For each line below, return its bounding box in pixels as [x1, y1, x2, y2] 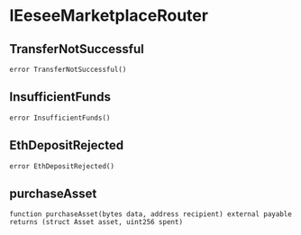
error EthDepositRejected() [9, 161, 115, 171]
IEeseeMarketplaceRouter [9, 5, 209, 26]
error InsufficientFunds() [9, 113, 111, 122]
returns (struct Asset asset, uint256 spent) [9, 218, 183, 227]
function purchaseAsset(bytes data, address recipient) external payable [9, 210, 293, 219]
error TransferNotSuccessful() [9, 65, 127, 74]
